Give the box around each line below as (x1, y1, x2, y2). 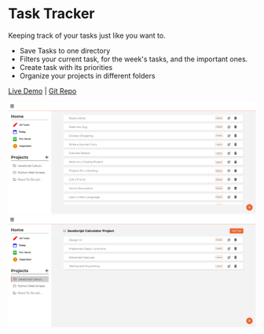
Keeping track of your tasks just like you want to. (8, 31, 167, 40)
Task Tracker (8, 5, 95, 23)
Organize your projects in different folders (19, 71, 156, 80)
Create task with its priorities (19, 62, 113, 72)
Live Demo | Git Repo (8, 86, 77, 95)
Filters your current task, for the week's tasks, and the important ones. (19, 54, 248, 64)
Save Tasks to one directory (19, 46, 111, 55)
